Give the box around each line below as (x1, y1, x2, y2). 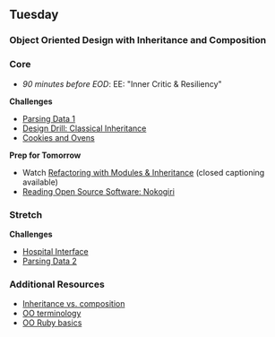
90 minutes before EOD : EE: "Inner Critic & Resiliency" (21, 78, 222, 89)
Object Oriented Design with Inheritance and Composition (9, 34, 267, 47)
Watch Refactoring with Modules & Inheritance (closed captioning (21, 167, 265, 177)
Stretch (9, 208, 43, 220)
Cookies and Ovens (21, 132, 96, 143)
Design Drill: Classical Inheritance (21, 123, 147, 134)
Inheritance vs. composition (21, 298, 125, 309)
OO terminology (21, 308, 82, 319)
